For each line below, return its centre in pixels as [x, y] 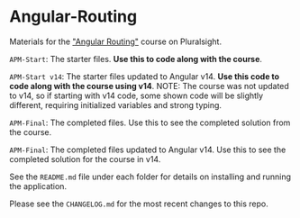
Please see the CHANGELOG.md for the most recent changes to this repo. [139, 204]
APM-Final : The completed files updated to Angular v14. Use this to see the [148, 150]
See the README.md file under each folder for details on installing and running [150, 177]
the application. [38, 186]
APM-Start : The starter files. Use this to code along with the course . [136, 59]
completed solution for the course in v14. [85, 159]
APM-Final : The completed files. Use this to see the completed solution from [150, 123]
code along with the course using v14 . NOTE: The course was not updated [150, 86]
